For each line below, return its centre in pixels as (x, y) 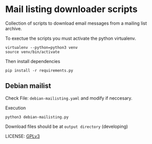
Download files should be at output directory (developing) (67, 126)
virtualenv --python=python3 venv (42, 47)
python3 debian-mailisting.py (37, 117)
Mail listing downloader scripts (71, 9)
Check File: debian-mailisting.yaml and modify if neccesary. (69, 98)
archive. (14, 28)
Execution (16, 108)
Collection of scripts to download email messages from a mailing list (76, 23)
